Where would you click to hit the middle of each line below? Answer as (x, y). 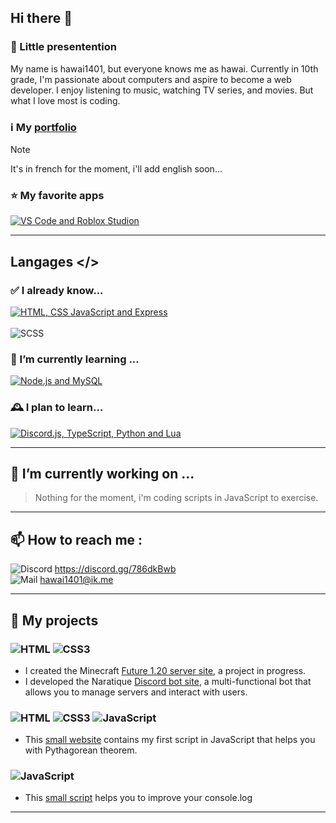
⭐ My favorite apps (57, 195)
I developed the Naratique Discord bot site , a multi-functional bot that (168, 681)
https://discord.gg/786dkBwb (115, 569)
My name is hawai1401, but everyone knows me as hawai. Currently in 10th (164, 68)
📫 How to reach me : (76, 539)
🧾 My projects (54, 620)
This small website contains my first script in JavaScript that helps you (170, 740)
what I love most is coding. (65, 100)
